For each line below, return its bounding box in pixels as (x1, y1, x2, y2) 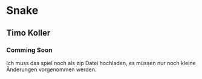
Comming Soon (6, 46, 53, 54)
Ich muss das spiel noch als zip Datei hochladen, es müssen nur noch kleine (6, 59, 196, 66)
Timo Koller (6, 28, 51, 38)
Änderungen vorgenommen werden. (6, 66, 97, 73)
